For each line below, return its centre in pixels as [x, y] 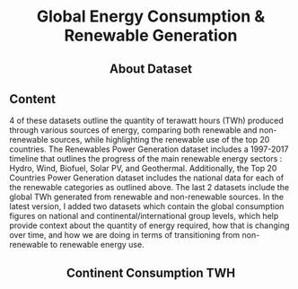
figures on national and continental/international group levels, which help [144, 216]
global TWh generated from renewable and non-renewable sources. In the [147, 197]
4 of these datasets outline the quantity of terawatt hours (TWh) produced [147, 121]
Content [33, 99]
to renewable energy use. [97, 245]
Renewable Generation [151, 35]
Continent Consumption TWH [151, 272]
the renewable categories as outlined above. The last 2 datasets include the [149, 188]
